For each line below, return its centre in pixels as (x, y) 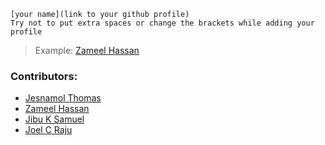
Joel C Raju (48, 130)
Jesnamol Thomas (63, 98)
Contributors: (44, 76)
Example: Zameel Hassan (87, 50)
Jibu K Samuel (54, 119)
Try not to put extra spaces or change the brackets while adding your (162, 23)
